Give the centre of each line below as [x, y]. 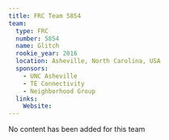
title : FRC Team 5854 [45, 16]
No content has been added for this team [77, 129]
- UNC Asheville [51, 76]
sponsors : [32, 69]
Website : [38, 106]
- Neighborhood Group [59, 91]
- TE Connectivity [54, 83]
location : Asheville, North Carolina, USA [88, 62]
